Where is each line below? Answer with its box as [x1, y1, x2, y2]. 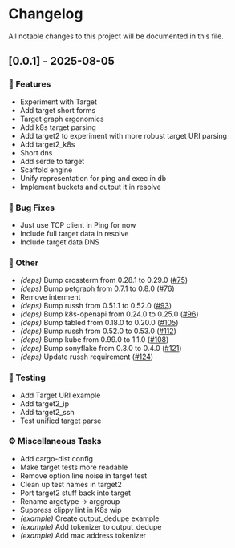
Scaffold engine [19, 165, 73, 175]
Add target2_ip [19, 398, 70, 409]
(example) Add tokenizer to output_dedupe [19, 522, 162, 531]
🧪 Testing [8, 372, 47, 383]
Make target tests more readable [19, 462, 128, 472]
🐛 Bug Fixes [8, 202, 55, 213]
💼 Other [8, 257, 38, 268]
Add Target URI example [19, 390, 101, 400]
